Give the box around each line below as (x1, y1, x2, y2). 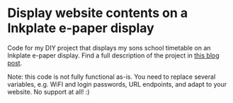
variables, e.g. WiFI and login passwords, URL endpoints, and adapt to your (7, 80, 227, 88)
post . (7, 58, 23, 67)
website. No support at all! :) (7, 87, 90, 96)
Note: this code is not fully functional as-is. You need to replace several (7, 72, 216, 81)
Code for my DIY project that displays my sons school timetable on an (7, 43, 211, 52)
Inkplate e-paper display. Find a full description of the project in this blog (7, 51, 220, 60)
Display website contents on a (7, 5, 188, 21)
